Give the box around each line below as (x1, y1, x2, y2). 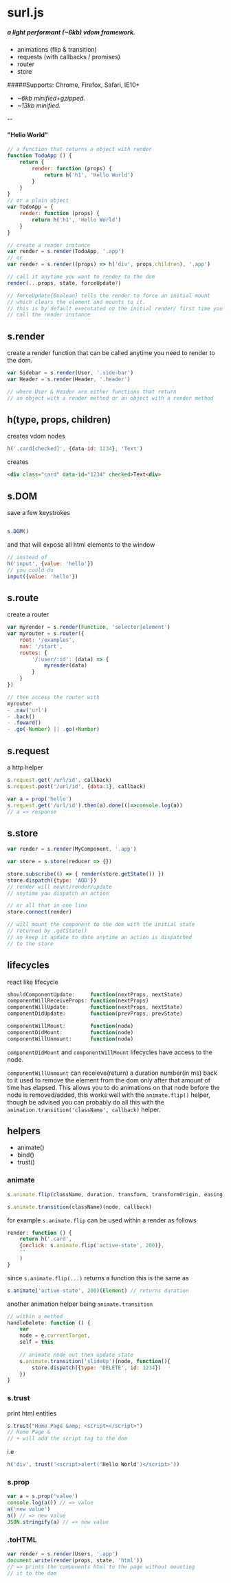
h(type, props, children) (7, 414, 111, 425)
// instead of (7, 554, 48, 561)
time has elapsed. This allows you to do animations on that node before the (7, 1083, 220, 1091)
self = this (19, 1339, 54, 1346)
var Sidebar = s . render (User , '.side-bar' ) (7, 370, 134, 376)
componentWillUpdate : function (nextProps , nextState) (7, 1004, 184, 1011)
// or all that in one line (7, 902, 88, 909)
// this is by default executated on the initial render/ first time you (7, 305, 223, 312)
